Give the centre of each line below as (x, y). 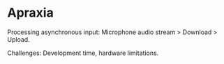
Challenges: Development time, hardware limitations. (83, 53)
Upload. (18, 39)
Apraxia (30, 13)
